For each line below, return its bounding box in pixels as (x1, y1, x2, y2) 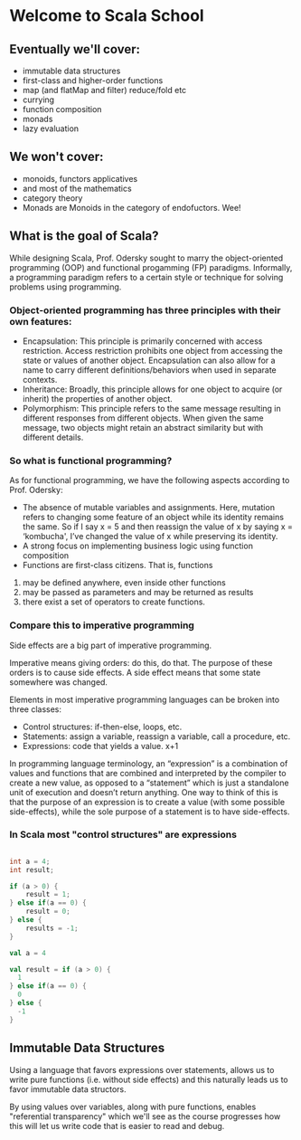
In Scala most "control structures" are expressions (9, 829, 238, 841)
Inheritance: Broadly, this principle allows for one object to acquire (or (22, 384, 283, 394)
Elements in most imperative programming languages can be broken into (9, 694, 280, 705)
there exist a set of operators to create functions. (22, 596, 206, 607)
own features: (9, 315, 72, 328)
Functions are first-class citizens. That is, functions (22, 560, 213, 571)
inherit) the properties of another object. (22, 393, 174, 404)
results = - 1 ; (25, 924, 79, 933)
